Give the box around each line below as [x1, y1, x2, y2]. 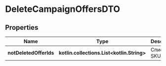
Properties [5, 23, 39, 32]
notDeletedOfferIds [7, 50, 54, 56]
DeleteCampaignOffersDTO [5, 3, 120, 15]
